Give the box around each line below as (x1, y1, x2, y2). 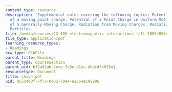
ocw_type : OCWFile (5, 50, 45, 55)
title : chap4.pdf (5, 74, 42, 79)
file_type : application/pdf (5, 36, 66, 41)
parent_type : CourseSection (5, 60, 66, 65)
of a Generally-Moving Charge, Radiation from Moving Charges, (10, 21, 147, 27)
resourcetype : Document (5, 70, 56, 75)
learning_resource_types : (5, 41, 60, 46)
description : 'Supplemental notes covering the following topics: (5, 12, 150, 17)
